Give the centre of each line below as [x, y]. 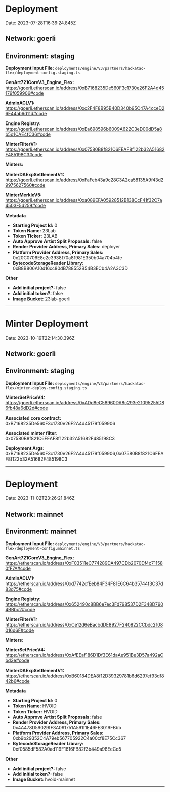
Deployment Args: [25, 448]
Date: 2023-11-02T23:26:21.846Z [40, 498]
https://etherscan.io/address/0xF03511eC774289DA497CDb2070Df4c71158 [84, 563]
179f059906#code [25, 93]
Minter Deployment [47, 324]
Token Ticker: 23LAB [35, 236]
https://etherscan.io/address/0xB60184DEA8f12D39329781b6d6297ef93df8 [85, 676]
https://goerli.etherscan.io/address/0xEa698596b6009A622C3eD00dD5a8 [84, 129]
